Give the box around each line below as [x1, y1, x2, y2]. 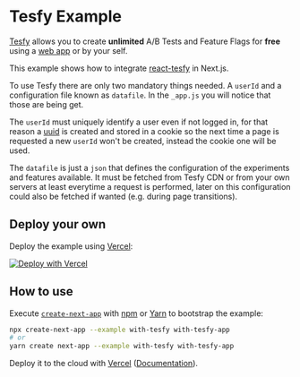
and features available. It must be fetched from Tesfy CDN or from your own [9, 172, 290, 183]
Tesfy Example [9, 6, 123, 27]
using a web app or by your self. [9, 45, 128, 56]
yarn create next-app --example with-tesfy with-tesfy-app [9, 342, 235, 351]
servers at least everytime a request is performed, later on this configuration [9, 181, 291, 192]
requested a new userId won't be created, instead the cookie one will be [9, 135, 277, 146]
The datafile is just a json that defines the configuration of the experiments [9, 162, 290, 173]
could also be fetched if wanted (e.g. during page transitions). [9, 191, 238, 201]
